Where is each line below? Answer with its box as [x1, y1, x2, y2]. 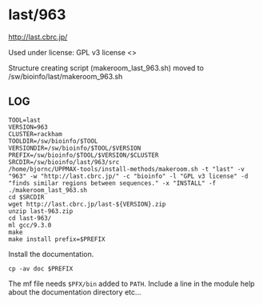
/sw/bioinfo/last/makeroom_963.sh [8, 71, 123, 81]
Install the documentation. [8, 249, 94, 259]
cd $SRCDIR [8, 193, 45, 201]
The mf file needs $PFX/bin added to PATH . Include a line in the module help [8, 279, 255, 288]
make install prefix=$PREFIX [8, 235, 106, 243]
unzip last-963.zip [8, 207, 74, 215]
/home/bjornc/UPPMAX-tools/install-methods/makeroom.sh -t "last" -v [8, 165, 245, 173]
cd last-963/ [8, 214, 52, 222]
